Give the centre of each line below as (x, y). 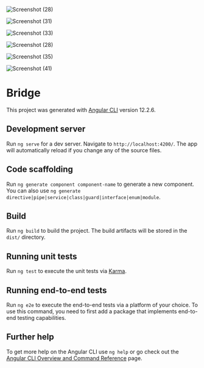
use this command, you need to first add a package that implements (92, 311)
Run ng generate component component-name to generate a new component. (100, 184)
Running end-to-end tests (57, 290)
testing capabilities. (42, 318)
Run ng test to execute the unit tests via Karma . (66, 271)
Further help (30, 337)
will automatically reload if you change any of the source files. (84, 150)
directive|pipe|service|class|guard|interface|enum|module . (83, 197)
